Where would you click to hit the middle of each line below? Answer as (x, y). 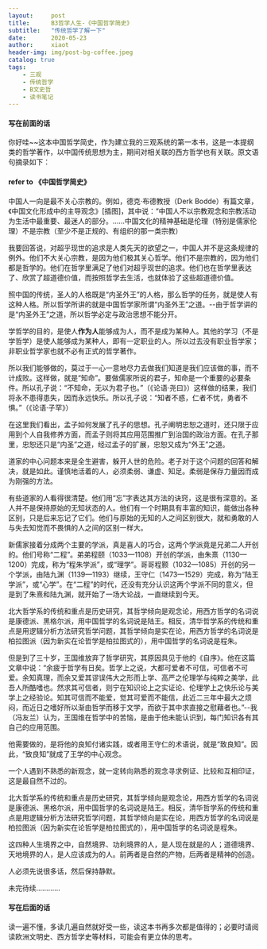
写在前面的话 (29, 123)
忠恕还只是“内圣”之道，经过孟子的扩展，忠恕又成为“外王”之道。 (126, 444)
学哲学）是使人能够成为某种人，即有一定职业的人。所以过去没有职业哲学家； (133, 341)
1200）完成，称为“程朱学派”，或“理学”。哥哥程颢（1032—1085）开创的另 (128, 564)
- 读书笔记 (38, 97)
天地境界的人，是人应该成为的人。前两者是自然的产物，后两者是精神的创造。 (133, 854)
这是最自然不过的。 (40, 781)
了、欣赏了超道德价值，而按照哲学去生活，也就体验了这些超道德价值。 (123, 277)
